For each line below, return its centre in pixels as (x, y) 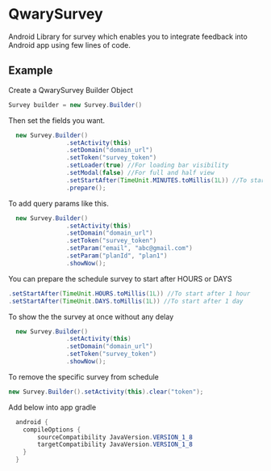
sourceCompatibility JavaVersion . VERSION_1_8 (115, 437)
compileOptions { (52, 430)
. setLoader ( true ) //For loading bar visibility (147, 165)
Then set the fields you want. (57, 120)
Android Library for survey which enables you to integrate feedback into (128, 36)
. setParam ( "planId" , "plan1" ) (117, 256)
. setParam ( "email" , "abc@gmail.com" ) (129, 248)
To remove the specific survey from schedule (84, 376)
